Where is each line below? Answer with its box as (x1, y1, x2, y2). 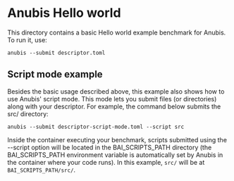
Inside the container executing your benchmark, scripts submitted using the (7, 135, 228, 144)
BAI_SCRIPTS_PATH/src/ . (7, 166, 76, 174)
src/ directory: (7, 109, 49, 118)
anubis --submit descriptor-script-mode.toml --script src (7, 123, 185, 130)
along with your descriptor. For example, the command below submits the (7, 102, 221, 111)
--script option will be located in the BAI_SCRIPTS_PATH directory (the (7, 143, 212, 151)
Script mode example (7, 68, 104, 80)
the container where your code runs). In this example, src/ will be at (7, 158, 205, 166)
